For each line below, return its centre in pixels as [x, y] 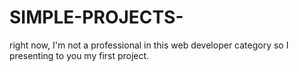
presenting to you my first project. [79, 55]
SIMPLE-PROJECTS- [96, 17]
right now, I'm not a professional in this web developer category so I [149, 45]
